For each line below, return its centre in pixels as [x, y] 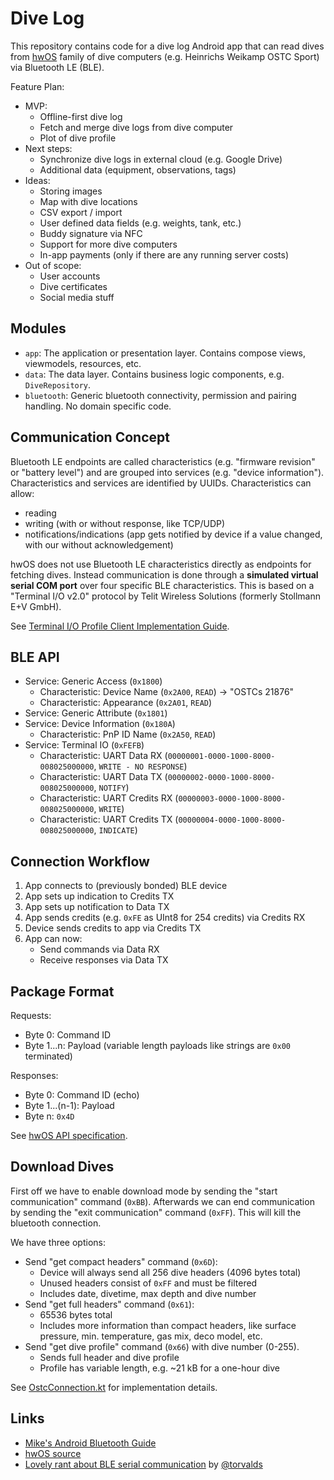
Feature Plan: [37, 86]
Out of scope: [53, 265]
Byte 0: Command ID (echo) [82, 1095]
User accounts [70, 276]
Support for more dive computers [108, 244]
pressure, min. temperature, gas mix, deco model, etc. [151, 1336]
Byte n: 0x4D [49, 1116]
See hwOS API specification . [69, 1135]
